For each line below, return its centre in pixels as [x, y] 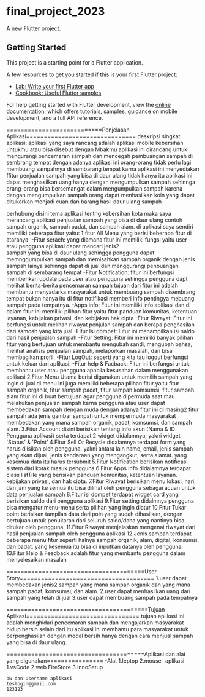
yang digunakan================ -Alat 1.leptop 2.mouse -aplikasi [95, 660]
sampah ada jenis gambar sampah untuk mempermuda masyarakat [91, 415]
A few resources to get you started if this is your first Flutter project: [92, 74]
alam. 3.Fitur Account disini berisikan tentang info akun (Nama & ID [91, 429]
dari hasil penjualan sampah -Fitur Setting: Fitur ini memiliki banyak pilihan [100, 337]
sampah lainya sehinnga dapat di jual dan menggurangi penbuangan [92, 266]
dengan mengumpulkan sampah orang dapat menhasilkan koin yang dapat [100, 195]
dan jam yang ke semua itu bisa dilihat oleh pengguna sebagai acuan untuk [101, 487]
